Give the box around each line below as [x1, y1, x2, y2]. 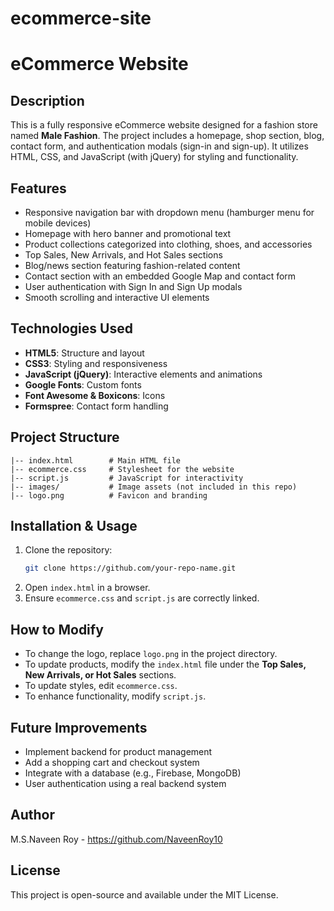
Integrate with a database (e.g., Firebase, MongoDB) [24, 767, 242, 779]
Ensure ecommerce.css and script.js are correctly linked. [24, 592, 260, 604]
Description [10, 92, 85, 109]
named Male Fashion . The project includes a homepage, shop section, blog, [10, 130, 325, 142]
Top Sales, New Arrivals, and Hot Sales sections [24, 249, 223, 261]
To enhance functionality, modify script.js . [24, 690, 207, 702]
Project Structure [10, 429, 120, 446]
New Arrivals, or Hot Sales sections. [24, 669, 177, 681]
